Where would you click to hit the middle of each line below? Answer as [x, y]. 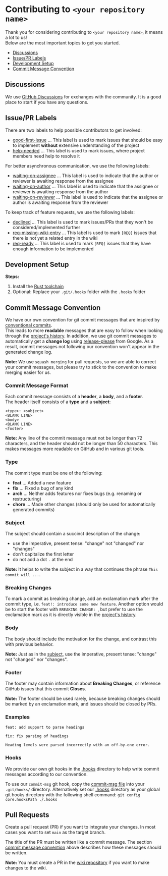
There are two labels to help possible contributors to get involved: [74, 130]
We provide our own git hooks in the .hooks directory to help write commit [82, 769]
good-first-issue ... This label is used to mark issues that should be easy [88, 140]
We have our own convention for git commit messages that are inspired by [82, 320]
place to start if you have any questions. [47, 102]
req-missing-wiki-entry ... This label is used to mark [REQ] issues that [85, 233]
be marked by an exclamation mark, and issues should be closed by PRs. [81, 704]
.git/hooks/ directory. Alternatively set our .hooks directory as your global [83, 789]
